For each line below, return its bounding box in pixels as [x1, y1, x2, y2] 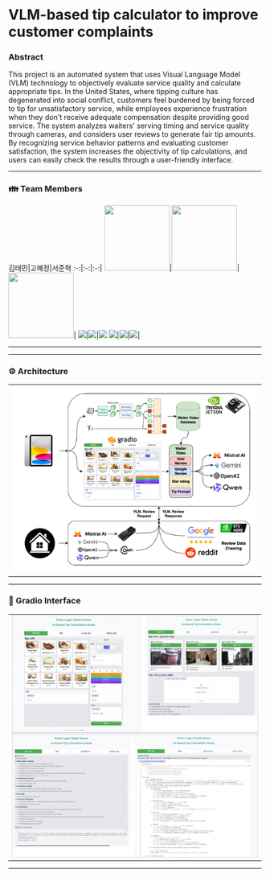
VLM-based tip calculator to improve [8, 6, 259, 24]
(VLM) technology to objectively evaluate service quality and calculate [8, 78, 241, 88]
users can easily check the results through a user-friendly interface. [8, 155, 234, 165]
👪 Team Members [8, 183, 83, 195]
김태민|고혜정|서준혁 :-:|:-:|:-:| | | [8, 263, 239, 273]
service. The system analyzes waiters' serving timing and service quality [8, 121, 249, 130]
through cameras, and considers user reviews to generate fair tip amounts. [8, 130, 256, 139]
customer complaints [8, 23, 154, 41]
